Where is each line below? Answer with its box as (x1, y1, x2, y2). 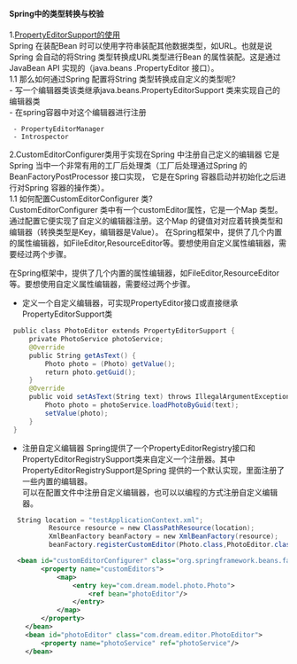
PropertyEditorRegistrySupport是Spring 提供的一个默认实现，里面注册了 (21, 465, 286, 475)
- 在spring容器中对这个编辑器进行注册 (9, 107, 147, 118)
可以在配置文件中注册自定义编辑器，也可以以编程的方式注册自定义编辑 (21, 487, 278, 497)
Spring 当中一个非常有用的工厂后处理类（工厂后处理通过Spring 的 (9, 160, 247, 171)
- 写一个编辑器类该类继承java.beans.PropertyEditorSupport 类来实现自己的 (9, 85, 281, 96)
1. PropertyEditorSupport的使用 (9, 29, 121, 40)
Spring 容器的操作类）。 (24, 183, 110, 193)
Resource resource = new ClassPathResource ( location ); (48, 524, 255, 533)
